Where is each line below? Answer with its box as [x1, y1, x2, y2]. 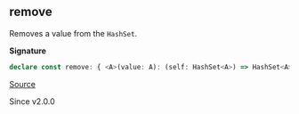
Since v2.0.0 [9, 95, 55, 107]
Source [9, 78, 36, 89]
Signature [9, 45, 47, 56]
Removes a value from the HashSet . [9, 28, 138, 38]
